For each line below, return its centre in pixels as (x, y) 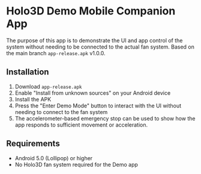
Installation (28, 72)
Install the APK (33, 99)
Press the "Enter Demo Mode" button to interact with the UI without (98, 106)
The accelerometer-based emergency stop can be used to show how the (105, 118)
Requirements (33, 144)
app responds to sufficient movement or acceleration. (81, 125)
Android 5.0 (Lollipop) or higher (54, 158)
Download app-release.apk (48, 86)
